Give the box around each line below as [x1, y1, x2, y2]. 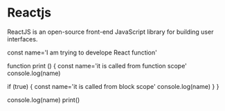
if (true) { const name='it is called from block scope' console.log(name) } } [7, 82, 219, 90]
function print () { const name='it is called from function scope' [7, 61, 187, 70]
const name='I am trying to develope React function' [7, 48, 157, 57]
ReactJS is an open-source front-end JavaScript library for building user [7, 28, 214, 36]
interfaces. [7, 34, 38, 43]
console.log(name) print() [7, 95, 80, 104]
